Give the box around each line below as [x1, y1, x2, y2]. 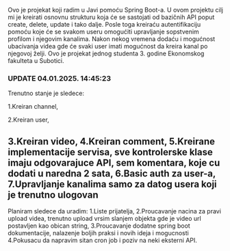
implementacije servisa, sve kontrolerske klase [8, 146, 213, 158]
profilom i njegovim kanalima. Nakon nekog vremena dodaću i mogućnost [8, 35, 216, 43]
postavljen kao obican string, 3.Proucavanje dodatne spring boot [8, 222, 190, 230]
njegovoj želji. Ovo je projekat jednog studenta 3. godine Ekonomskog [8, 49, 205, 57]
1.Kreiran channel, [8, 103, 59, 111]
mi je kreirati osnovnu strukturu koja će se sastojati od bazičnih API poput [8, 13, 215, 21]
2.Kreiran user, [8, 116, 50, 124]
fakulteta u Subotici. [8, 57, 64, 64]
